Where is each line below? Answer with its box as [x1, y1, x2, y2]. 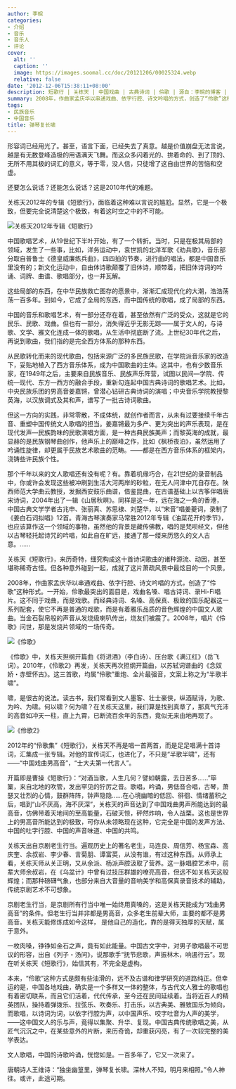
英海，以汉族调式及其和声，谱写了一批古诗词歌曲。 [7, 395, 155, 404]
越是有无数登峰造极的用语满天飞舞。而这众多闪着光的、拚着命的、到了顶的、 [7, 150, 229, 159]
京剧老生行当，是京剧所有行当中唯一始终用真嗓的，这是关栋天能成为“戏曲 [7, 900, 220, 908]
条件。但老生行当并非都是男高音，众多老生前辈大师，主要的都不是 [28, 908, 220, 917]
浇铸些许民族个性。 [7, 454, 63, 463]
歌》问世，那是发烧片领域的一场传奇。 [7, 622, 118, 631]
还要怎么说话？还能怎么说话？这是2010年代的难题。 [7, 183, 157, 191]
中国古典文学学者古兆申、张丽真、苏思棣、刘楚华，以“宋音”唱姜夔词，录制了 [7, 504, 228, 513]
